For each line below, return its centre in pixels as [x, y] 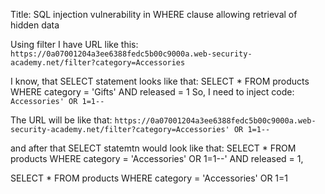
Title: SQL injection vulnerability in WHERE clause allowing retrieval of [154, 14]
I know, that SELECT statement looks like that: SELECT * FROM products [160, 81]
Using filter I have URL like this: [74, 44]
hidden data [35, 25]
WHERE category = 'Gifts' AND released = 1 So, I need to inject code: [152, 92]
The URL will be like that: [61, 120]
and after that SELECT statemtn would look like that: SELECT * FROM [153, 148]
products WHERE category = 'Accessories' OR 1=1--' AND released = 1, [157, 158]
